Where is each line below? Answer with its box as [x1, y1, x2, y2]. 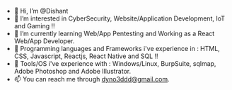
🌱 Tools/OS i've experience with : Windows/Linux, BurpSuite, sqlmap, [13, 60, 216, 67]
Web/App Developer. [13, 37, 75, 45]
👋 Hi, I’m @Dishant [13, 7, 69, 15]
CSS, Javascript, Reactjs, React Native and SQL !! [13, 52, 158, 60]
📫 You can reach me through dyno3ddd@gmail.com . [13, 75, 170, 83]
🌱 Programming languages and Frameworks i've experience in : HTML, [13, 45, 221, 52]
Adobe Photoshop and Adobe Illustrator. [13, 67, 132, 75]
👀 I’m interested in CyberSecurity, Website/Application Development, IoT [13, 14, 225, 23]
